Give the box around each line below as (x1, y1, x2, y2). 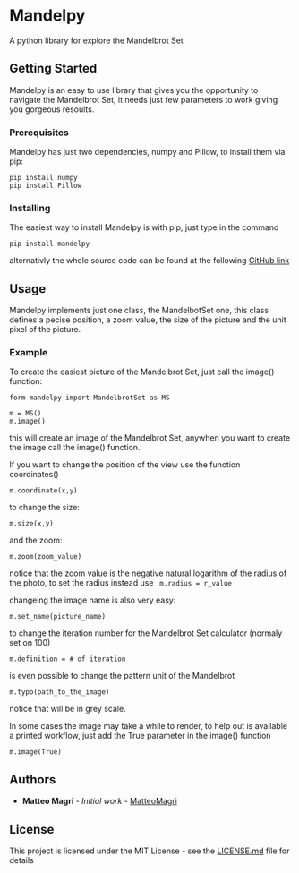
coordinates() (9, 469, 60, 480)
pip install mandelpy (9, 239, 90, 249)
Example (9, 347, 48, 359)
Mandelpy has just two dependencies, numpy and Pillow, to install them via (9, 147, 286, 158)
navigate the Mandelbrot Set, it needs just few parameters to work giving (9, 94, 278, 105)
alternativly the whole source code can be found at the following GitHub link (9, 255, 290, 266)
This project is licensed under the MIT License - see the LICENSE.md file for (9, 845, 290, 856)
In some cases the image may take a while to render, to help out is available (9, 721, 288, 732)
